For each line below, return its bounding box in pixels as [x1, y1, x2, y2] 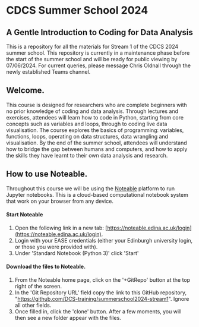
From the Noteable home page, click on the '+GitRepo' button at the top [14, 276, 191, 284]
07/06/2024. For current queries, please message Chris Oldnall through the [6, 62, 191, 69]
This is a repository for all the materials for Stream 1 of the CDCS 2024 [6, 43, 179, 50]
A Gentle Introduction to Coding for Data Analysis [6, 27, 193, 37]
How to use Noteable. [6, 169, 88, 179]
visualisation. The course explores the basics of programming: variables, [6, 126, 184, 134]
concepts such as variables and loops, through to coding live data [6, 120, 168, 127]
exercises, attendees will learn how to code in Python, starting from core [6, 114, 184, 121]
